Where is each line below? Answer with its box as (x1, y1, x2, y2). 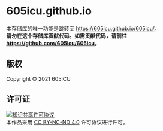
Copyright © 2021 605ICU (6, 75, 71, 82)
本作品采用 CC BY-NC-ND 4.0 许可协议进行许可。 (6, 118, 129, 126)
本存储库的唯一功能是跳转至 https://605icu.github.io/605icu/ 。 (6, 25, 160, 32)
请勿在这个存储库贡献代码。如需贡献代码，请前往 (6, 32, 127, 39)
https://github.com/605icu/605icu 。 (6, 39, 100, 47)
